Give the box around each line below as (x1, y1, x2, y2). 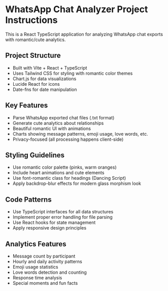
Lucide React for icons (12, 81, 60, 87)
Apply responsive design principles (12, 225, 87, 231)
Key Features (5, 101, 48, 110)
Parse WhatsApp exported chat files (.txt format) (12, 114, 115, 120)
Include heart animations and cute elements (12, 170, 105, 176)
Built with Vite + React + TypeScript (12, 64, 87, 71)
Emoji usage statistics (12, 264, 58, 270)
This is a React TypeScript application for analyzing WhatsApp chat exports (5, 31, 163, 37)
